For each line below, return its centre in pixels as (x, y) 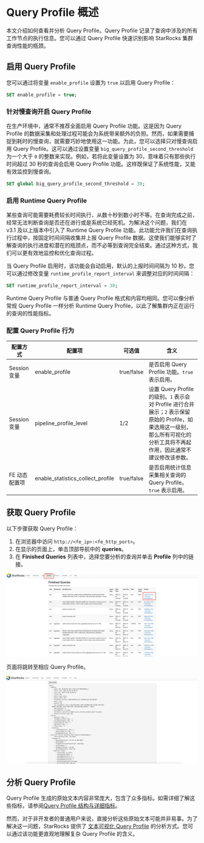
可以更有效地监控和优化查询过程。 (54, 253)
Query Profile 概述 (53, 12)
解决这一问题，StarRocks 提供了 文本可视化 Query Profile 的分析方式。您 (97, 826)
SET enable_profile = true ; (42, 95)
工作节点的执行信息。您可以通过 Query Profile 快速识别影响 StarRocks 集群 (100, 38)
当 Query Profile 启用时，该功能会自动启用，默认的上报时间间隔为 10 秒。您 (100, 266)
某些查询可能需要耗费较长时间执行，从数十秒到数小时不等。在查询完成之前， (102, 215)
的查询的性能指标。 (30, 313)
